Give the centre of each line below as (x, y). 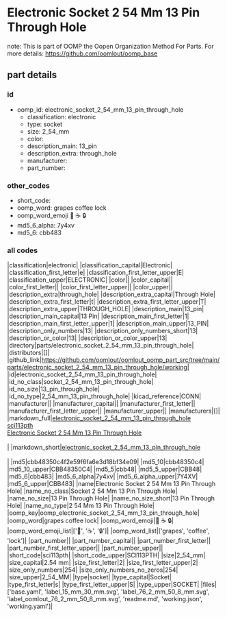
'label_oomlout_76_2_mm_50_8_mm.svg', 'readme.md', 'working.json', (105, 599)
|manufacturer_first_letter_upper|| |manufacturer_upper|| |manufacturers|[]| (113, 411)
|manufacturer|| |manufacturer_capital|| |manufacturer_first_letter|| (101, 404)
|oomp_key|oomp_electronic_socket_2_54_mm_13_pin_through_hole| (103, 513)
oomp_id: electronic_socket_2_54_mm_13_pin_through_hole (100, 109)
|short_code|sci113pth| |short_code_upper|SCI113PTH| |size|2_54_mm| (106, 555)
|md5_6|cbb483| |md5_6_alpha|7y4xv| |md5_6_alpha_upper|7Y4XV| (103, 476)
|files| (209, 585)
